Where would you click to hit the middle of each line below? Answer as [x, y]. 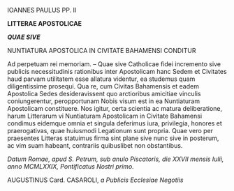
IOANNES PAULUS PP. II [42, 10]
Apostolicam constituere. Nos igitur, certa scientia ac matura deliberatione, [115, 108]
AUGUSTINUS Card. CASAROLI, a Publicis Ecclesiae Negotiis [95, 180]
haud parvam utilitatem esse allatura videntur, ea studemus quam [101, 79]
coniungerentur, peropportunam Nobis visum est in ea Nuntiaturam [104, 101]
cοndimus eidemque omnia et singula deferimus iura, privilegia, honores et [115, 123]
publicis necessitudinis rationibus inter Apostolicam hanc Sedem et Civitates [117, 71]
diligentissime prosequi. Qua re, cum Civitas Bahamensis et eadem [103, 86]
